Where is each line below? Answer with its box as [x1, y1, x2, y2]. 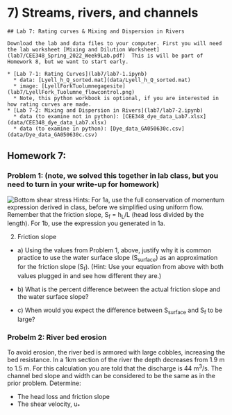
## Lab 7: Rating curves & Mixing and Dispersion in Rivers [7, 28, 185, 35]
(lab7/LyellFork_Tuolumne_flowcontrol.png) [7, 88, 135, 95]
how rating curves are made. [7, 101, 92, 108]
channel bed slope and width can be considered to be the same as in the [7, 371, 215, 380]
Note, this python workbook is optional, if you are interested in [19, 95, 219, 101]
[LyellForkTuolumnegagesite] [41, 82, 126, 90]
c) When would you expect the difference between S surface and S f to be [17, 306, 223, 316]
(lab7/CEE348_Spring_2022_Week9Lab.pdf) [7, 52, 126, 59]
